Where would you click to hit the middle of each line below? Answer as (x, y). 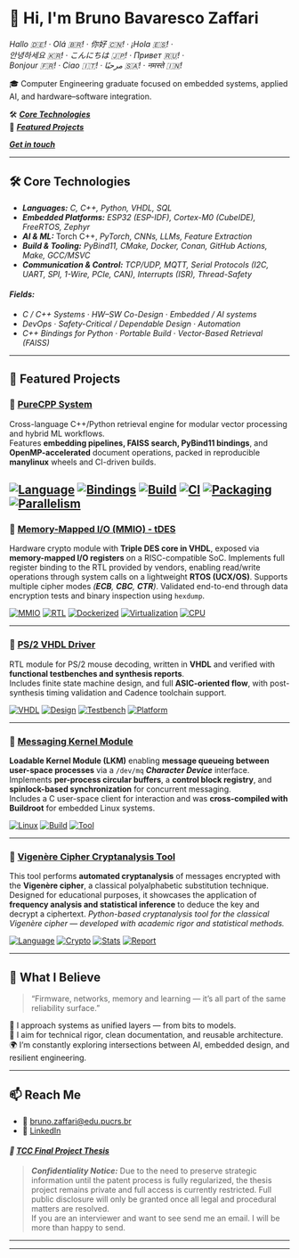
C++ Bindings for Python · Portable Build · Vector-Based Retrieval (142, 333)
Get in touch (32, 144)
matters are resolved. (70, 1209)
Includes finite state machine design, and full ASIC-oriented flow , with (139, 683)
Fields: (22, 294)
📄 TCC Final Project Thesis (59, 1151)
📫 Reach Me (45, 1095)
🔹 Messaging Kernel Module (71, 741)
